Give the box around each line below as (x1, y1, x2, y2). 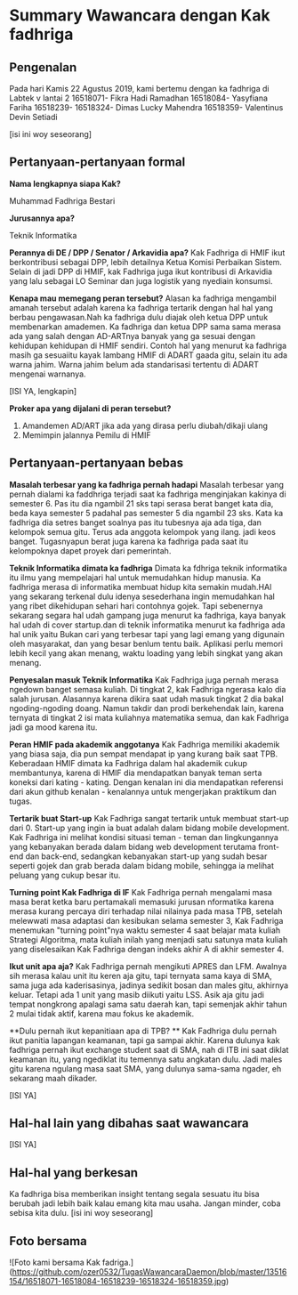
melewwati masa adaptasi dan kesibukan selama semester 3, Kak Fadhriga (9, 915, 284, 926)
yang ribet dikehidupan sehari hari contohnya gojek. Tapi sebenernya (9, 600, 263, 611)
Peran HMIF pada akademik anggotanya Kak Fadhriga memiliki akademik (9, 739, 280, 749)
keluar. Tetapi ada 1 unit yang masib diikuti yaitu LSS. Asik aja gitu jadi (9, 989, 265, 1000)
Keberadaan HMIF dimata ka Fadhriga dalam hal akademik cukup (9, 757, 247, 768)
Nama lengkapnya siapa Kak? (9, 178, 122, 189)
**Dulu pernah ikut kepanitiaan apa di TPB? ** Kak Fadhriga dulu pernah (9, 1025, 278, 1036)
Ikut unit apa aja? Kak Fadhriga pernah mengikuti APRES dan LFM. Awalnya (9, 960, 287, 971)
